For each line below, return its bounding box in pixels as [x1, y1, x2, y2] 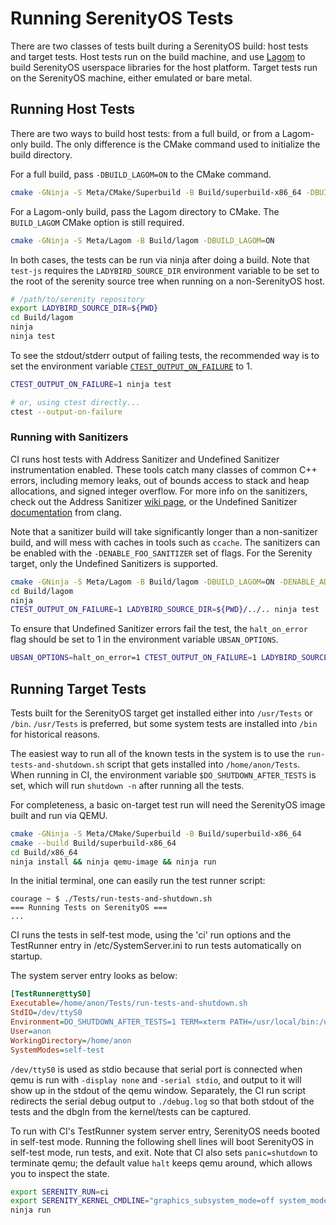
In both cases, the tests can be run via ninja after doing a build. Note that [10, 253, 310, 266]
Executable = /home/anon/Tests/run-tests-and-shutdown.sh [10, 998, 248, 1009]
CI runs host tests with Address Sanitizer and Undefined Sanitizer [10, 453, 280, 465]
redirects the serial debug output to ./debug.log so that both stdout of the [10, 1095, 315, 1107]
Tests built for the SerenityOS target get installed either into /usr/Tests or [10, 707, 313, 719]
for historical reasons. [10, 728, 101, 740]
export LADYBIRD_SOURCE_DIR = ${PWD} [10, 303, 159, 314]
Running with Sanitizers [10, 430, 129, 444]
